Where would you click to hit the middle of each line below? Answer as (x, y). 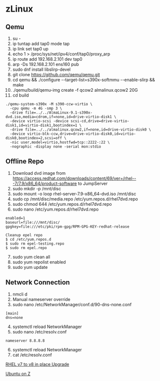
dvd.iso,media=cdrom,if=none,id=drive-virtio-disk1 (59, 117)
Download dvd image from (39, 173)
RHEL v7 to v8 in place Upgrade (37, 364)
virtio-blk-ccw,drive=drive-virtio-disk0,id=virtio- (81, 134)
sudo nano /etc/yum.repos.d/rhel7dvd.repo (56, 209)
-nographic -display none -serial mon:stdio (56, 147)
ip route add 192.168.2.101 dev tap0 (48, 59)
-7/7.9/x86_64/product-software (45, 183)
